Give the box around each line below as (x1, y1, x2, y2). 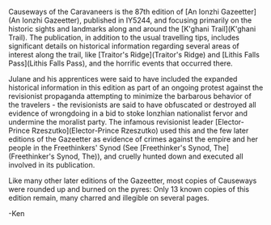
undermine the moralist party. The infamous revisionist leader (8, 117, 214, 126)
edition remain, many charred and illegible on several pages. (8, 193, 210, 202)
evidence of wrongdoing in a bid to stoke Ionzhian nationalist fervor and (8, 108, 248, 118)
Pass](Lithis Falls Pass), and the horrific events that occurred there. (8, 58, 233, 68)
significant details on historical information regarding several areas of (8, 41, 240, 51)
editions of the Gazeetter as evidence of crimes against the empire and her (8, 134, 259, 144)
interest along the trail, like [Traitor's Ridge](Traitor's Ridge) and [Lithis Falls (8, 50, 260, 59)
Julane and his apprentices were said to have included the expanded (8, 74, 238, 83)
